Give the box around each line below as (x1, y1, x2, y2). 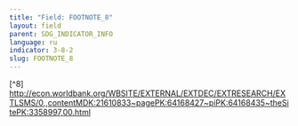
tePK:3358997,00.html (9, 107, 92, 117)
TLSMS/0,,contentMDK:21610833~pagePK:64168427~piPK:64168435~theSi (9, 98, 289, 107)
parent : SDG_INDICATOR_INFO (9, 29, 114, 38)
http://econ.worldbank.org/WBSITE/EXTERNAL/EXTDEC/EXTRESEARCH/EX (9, 88, 286, 98)
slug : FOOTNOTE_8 (9, 54, 74, 63)
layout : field (9, 21, 62, 30)
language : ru (9, 37, 58, 47)
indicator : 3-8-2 (9, 46, 74, 55)
